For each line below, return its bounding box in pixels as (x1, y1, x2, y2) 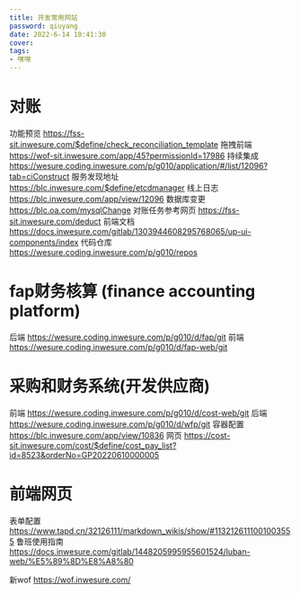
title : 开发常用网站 (9, 13, 78, 22)
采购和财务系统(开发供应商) (9, 377, 211, 396)
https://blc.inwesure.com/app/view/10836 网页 (9, 430, 182, 440)
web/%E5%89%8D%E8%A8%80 (9, 555, 135, 566)
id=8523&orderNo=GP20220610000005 (9, 449, 160, 460)
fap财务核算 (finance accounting (9, 281, 256, 302)
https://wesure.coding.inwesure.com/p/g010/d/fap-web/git (9, 341, 228, 352)
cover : (9, 38, 34, 48)
